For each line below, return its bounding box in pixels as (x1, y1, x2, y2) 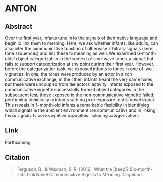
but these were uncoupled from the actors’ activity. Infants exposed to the (5, 82, 154, 87)
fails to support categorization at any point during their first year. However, (5, 61, 155, 66)
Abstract (5, 22, 33, 31)
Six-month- (129, 166, 153, 172)
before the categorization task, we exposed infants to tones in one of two (5, 66, 152, 72)
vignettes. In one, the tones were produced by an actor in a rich (5, 71, 132, 77)
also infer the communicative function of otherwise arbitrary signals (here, (5, 46, 154, 51)
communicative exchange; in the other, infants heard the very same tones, (5, 76, 154, 82)
